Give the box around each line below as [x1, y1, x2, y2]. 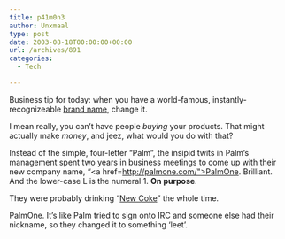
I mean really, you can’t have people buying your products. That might [9, 120, 265, 131]
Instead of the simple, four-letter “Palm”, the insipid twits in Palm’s [9, 147, 250, 158]
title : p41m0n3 [9, 12, 65, 22]
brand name [63, 104, 108, 114]
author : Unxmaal [9, 21, 69, 30]
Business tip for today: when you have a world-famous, [9, 94, 211, 104]
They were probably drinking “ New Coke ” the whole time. [9, 192, 220, 204]
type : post [9, 29, 50, 38]
